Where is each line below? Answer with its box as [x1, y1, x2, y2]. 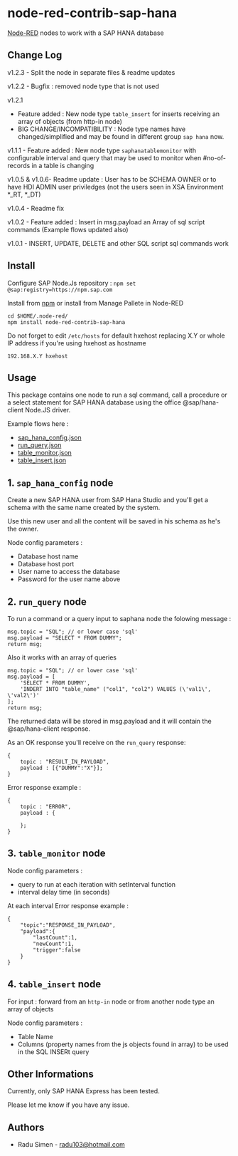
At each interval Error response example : [7, 901, 129, 910]
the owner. [7, 525, 39, 533]
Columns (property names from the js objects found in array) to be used [17, 1040, 229, 1048]
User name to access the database [17, 568, 121, 576]
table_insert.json [17, 456, 67, 464]
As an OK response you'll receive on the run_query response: [7, 739, 186, 746]
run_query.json [17, 441, 62, 449]
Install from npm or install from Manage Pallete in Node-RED [7, 298, 184, 307]
